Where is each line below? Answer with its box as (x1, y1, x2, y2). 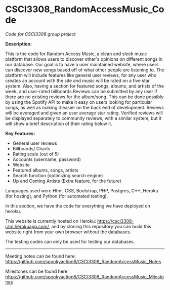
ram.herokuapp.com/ (5, 223, 49, 229)
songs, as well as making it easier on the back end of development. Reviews (5, 104, 164, 110)
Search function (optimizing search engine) (12, 172, 103, 178)
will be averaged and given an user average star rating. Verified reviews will (5, 110, 163, 116)
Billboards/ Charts (12, 145, 51, 151)
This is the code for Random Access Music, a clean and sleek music (5, 51, 147, 57)
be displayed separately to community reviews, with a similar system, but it (5, 115, 162, 121)
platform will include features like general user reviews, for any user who (5, 72, 157, 78)
